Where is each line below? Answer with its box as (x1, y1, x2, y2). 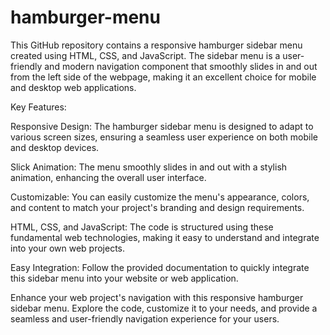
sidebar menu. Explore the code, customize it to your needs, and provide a (10, 302, 318, 314)
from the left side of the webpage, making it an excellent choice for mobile (10, 71, 317, 83)
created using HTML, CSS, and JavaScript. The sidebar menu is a (10, 49, 281, 61)
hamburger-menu (10, 6, 161, 29)
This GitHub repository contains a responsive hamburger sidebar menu (10, 39, 303, 51)
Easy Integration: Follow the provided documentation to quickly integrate (10, 261, 310, 273)
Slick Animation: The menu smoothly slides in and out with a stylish (10, 161, 288, 173)
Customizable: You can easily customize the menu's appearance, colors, (10, 191, 310, 203)
